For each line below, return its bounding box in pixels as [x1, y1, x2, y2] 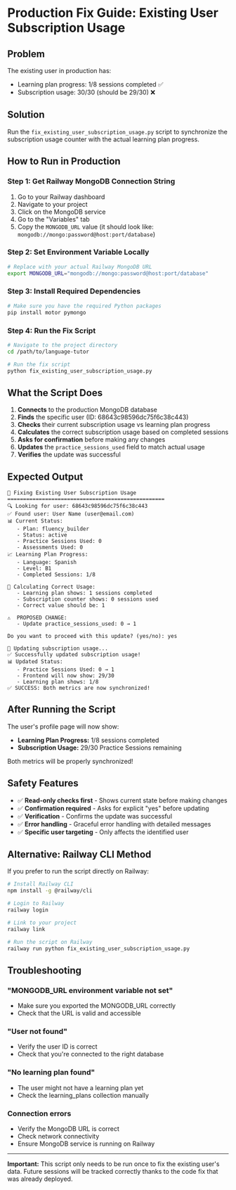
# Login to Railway [7, 900, 65, 907]
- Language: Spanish [16, 559, 77, 566]
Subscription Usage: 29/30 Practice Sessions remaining [17, 743, 182, 752]
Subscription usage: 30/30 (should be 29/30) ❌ [17, 88, 156, 96]
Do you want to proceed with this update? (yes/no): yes [7, 633, 178, 640]
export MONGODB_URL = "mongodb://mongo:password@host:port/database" [7, 269, 209, 277]
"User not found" [7, 1027, 68, 1037]
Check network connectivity [17, 1132, 100, 1141]
